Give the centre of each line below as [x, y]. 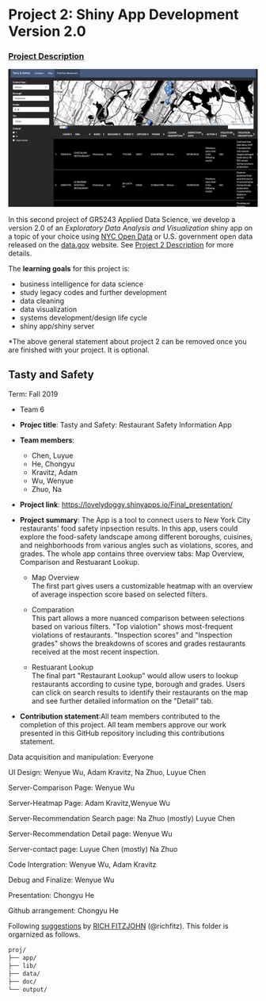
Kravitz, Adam [54, 472]
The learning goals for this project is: [69, 269]
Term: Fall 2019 [33, 393]
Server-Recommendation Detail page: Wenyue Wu [90, 834]
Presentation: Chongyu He [51, 895]
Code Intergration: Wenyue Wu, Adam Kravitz [82, 864]
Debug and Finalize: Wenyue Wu [61, 880]
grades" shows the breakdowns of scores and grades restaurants [139, 643]
